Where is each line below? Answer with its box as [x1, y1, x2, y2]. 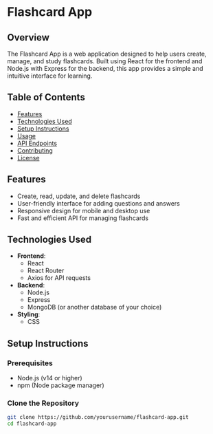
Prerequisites [7, 358, 53, 368]
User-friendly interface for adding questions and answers [16, 199, 180, 207]
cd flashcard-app [7, 420, 57, 427]
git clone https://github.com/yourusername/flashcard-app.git [7, 414, 189, 421]
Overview [7, 32, 50, 43]
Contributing [16, 146, 53, 155]
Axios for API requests [27, 274, 91, 282]
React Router [27, 266, 65, 275]
